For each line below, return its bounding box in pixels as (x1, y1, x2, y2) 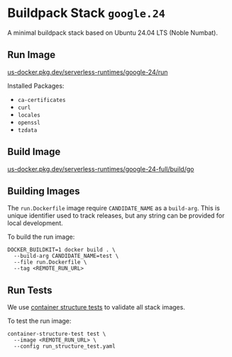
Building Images (7, 185, 80, 197)
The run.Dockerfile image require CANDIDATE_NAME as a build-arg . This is (7, 204, 220, 212)
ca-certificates (17, 96, 66, 103)
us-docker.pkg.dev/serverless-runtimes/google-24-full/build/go (7, 164, 194, 173)
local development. (7, 219, 63, 227)
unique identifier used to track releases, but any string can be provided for (7, 211, 225, 220)
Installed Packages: (7, 81, 65, 90)
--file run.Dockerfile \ (13, 259, 87, 266)
